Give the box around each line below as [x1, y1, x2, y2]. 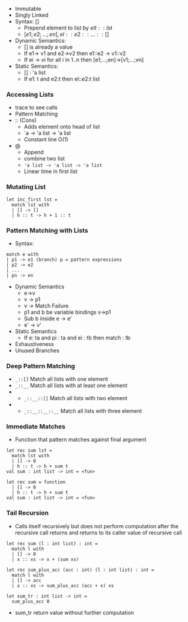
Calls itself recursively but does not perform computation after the [14, 522, 179, 529]
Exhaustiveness [14, 340, 54, 347]
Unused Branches [14, 347, 60, 354]
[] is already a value [23, 43, 73, 50]
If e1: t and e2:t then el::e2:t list [23, 75, 100, 82]
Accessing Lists [6, 90, 54, 99]
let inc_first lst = [6, 197, 58, 203]
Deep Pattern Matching [6, 362, 75, 370]
